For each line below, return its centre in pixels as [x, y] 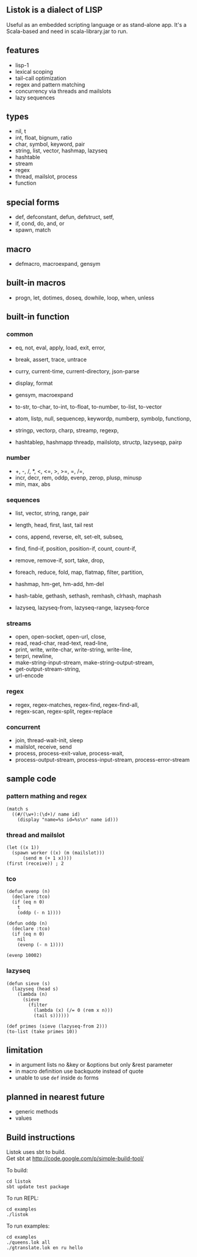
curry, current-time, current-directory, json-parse [77, 371]
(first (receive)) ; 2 [35, 864]
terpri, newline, [34, 656]
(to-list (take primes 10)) [42, 1031]
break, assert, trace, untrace [51, 359]
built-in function [38, 317]
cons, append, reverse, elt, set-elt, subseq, [69, 537]
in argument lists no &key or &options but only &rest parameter [94, 1065]
